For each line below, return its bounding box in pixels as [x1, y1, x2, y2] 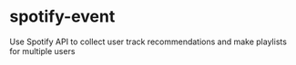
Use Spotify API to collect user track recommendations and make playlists [9, 36, 287, 47]
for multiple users [9, 45, 76, 56]
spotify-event [9, 6, 116, 27]
